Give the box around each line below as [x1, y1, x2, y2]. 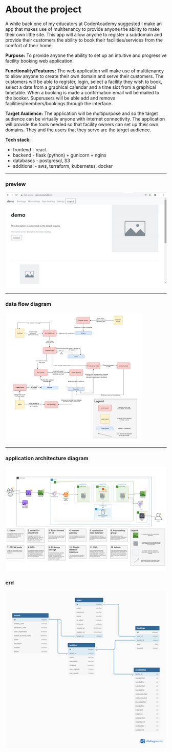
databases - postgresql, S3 [12, 157, 71, 164]
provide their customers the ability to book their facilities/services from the [5, 37, 163, 43]
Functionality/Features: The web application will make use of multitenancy [5, 68, 164, 74]
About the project [5, 4, 82, 15]
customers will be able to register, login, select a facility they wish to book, [5, 78, 162, 85]
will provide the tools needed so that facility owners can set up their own [5, 121, 159, 127]
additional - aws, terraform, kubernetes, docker [12, 163, 113, 169]
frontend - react [12, 146, 47, 152]
